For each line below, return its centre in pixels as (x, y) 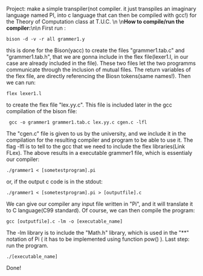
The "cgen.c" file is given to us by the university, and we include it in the (96, 133)
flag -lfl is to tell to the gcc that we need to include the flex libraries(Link (96, 146)
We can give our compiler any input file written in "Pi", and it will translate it (100, 204)
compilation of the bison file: (42, 111)
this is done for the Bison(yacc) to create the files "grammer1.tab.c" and (95, 50)
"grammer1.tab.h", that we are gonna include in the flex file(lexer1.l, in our (97, 57)
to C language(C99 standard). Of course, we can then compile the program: (101, 210)
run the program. (27, 245)
